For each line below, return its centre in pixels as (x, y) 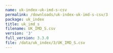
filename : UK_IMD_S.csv (31, 29)
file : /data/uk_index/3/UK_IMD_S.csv (45, 43)
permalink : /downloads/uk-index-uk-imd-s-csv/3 (57, 15)
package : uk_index (25, 19)
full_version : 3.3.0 (27, 38)
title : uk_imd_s (22, 24)
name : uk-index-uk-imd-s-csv (36, 10)
